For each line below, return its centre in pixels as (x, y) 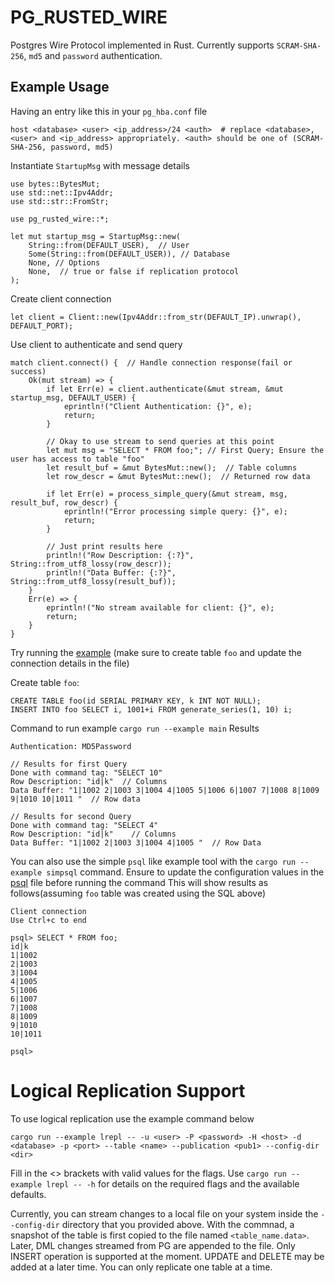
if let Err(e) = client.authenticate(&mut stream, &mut (165, 389)
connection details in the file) (70, 663)
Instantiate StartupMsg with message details (100, 165)
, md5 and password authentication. (93, 55)
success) (28, 371)
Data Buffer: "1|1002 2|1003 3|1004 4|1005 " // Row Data (136, 842)
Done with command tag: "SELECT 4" (84, 825)
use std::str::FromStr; (60, 201)
